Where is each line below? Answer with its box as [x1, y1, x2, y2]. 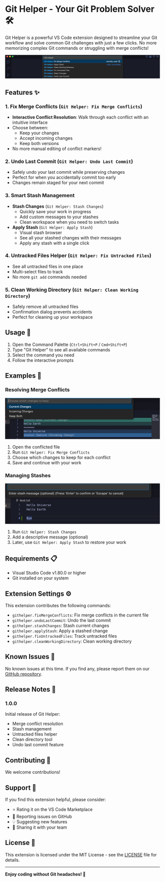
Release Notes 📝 [5, 685, 56, 694]
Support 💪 [5, 783, 37, 792]
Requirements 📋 [5, 554, 57, 563]
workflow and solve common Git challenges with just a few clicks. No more [5, 39, 157, 45]
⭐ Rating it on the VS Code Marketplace [12, 806, 93, 812]
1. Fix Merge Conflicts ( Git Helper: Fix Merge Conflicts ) [5, 103, 142, 110]
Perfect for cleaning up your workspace [12, 314, 93, 320]
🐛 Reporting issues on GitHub [12, 813, 72, 820]
